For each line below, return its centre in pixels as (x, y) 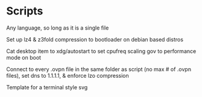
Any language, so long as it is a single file (58, 28)
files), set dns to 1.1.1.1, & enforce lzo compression (68, 75)
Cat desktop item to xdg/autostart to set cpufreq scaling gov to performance (101, 51)
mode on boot (24, 57)
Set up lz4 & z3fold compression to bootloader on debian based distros (95, 39)
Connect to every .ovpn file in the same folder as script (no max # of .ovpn (99, 69)
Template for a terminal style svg (47, 87)
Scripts (25, 11)
